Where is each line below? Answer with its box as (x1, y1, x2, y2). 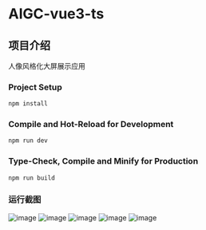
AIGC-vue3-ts (8, 5, 105, 23)
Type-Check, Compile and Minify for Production (8, 156, 199, 167)
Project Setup (8, 81, 62, 93)
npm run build (8, 173, 56, 182)
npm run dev (8, 137, 48, 145)
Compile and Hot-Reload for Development (8, 119, 174, 130)
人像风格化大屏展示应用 (8, 61, 85, 70)
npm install (8, 100, 48, 108)
